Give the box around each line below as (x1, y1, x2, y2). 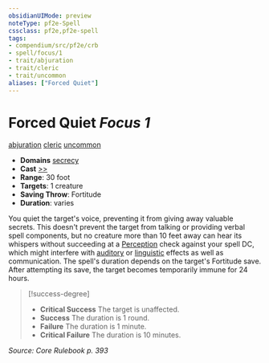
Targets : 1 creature (19, 181, 84, 191)
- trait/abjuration (8, 57, 74, 65)
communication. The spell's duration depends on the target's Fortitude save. (8, 256, 262, 266)
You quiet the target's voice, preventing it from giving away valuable (8, 214, 234, 223)
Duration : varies (19, 198, 75, 208)
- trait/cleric (8, 64, 59, 72)
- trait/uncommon (8, 71, 67, 80)
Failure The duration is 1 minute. (39, 322, 147, 332)
